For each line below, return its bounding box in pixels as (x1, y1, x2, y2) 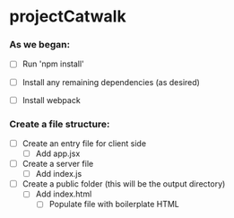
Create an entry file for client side (22, 137, 146, 149)
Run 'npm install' (22, 58, 85, 69)
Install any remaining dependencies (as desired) (22, 76, 200, 87)
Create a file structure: (9, 118, 110, 130)
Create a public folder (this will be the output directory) (22, 179, 226, 189)
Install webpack (22, 94, 81, 105)
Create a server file (22, 159, 94, 170)
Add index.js (35, 169, 82, 179)
